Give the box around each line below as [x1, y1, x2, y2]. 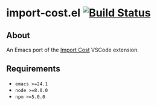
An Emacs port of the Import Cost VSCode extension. [6, 46, 139, 53]
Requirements [6, 64, 60, 74]
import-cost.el [6, 6, 80, 20]
